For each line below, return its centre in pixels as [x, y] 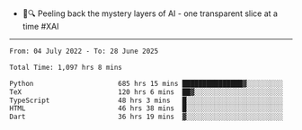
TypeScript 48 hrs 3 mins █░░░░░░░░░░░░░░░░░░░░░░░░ [146, 100]
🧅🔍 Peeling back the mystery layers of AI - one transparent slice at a [150, 13]
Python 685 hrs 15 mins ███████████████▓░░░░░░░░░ [146, 83]
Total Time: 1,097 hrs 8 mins [66, 67]
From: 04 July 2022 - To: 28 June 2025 [84, 51]
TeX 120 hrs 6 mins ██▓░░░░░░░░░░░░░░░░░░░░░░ [146, 92]
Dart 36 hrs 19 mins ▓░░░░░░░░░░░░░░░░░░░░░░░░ [146, 117]
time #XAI [40, 26]
